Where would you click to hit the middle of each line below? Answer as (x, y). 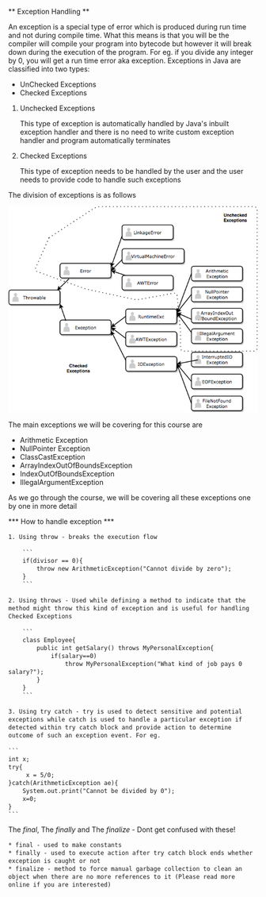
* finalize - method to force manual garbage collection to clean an (125, 869)
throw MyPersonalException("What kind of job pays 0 (154, 664)
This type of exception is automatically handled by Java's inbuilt (124, 123)
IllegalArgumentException (62, 483)
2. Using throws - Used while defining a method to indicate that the (127, 601)
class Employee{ (49, 641)
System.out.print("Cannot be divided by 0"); (99, 791)
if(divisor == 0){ (53, 561)
